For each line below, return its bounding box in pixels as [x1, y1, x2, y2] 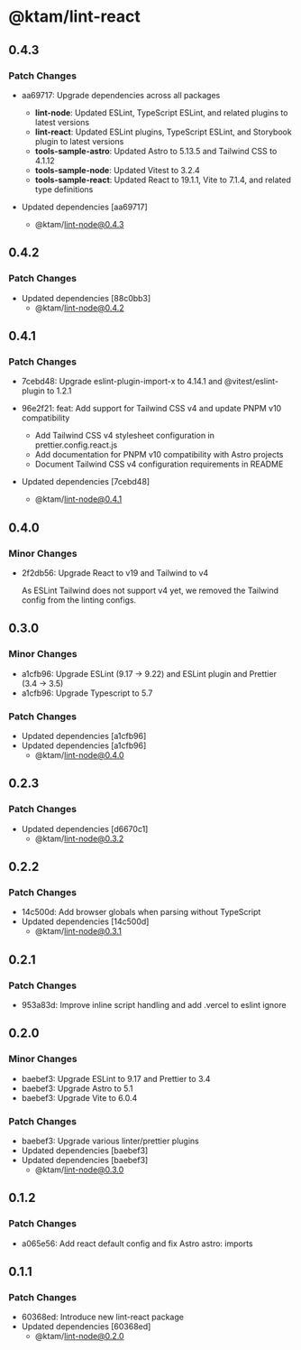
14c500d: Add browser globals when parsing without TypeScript [21, 907, 261, 918]
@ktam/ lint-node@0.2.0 [34, 1331, 124, 1342]
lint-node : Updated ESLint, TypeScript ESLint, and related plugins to [34, 106, 288, 118]
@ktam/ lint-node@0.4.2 [34, 302, 124, 313]
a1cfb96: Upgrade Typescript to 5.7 [21, 688, 153, 698]
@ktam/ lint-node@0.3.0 [34, 1164, 124, 1175]
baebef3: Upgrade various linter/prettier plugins [21, 1135, 199, 1146]
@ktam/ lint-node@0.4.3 [34, 218, 124, 229]
